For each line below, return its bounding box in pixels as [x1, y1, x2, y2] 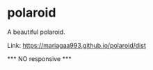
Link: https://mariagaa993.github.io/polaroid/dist [7, 41, 146, 49]
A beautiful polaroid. [7, 28, 66, 36]
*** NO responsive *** [7, 54, 72, 63]
